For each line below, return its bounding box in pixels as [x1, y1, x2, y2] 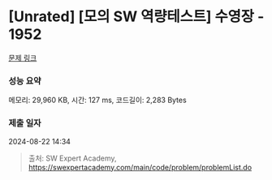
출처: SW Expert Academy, [28, 153, 117, 163]
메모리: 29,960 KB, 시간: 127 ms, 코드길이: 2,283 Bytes [8, 95, 187, 105]
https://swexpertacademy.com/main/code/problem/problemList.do [28, 162, 253, 172]
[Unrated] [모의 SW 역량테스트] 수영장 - [8, 7, 265, 26]
